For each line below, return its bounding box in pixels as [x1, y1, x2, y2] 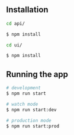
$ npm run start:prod [6, 123, 60, 129]
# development [6, 85, 41, 91]
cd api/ [6, 20, 25, 26]
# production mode [6, 117, 52, 124]
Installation [6, 5, 49, 15]
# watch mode [6, 101, 38, 107]
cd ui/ [6, 42, 22, 48]
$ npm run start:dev [6, 106, 57, 112]
